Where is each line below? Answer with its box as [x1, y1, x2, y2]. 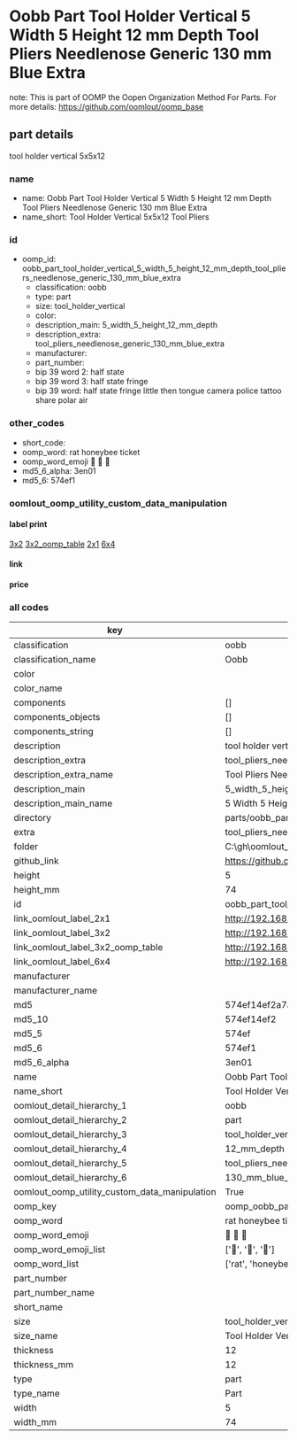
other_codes [9, 417, 65, 430]
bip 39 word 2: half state [34, 367, 126, 377]
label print [9, 519, 48, 530]
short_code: [21, 437, 66, 448]
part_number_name [13, 1287, 95, 1299]
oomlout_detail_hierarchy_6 [13, 1172, 127, 1184]
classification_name [13, 654, 96, 666]
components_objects [13, 711, 101, 724]
